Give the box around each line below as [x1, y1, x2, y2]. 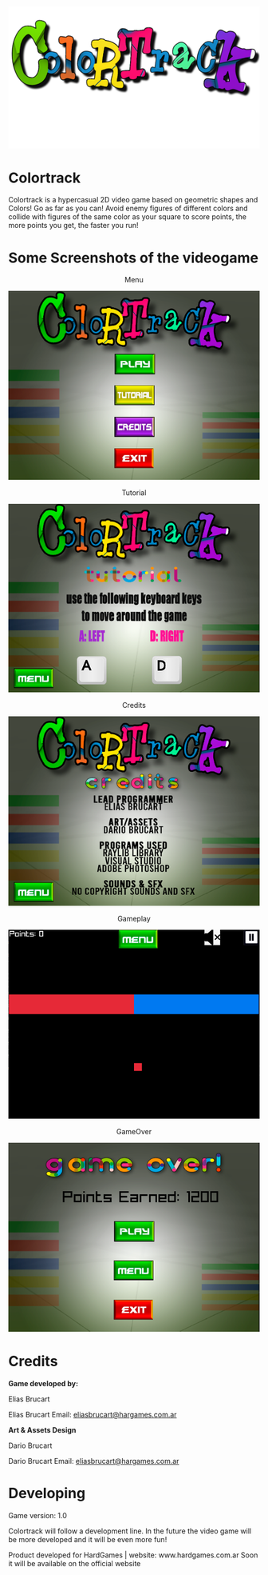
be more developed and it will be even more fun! [8, 1534, 167, 1544]
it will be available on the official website [8, 1558, 141, 1568]
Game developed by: [8, 1378, 78, 1388]
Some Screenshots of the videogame [8, 249, 259, 266]
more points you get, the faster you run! [8, 221, 139, 230]
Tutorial [121, 488, 147, 498]
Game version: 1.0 [8, 1510, 68, 1520]
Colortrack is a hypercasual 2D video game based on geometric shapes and [8, 195, 258, 205]
